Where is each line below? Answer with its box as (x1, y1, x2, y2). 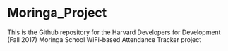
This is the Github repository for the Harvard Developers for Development (7, 28, 221, 36)
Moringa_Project (7, 5, 107, 21)
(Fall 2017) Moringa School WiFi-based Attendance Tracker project (7, 35, 202, 43)
